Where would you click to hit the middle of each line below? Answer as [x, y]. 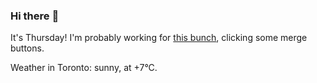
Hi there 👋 [35, 16]
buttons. [27, 48]
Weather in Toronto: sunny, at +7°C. [84, 68]
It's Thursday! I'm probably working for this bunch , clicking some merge [159, 38]
